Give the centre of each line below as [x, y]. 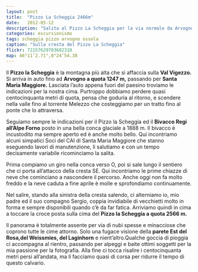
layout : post [22, 12]
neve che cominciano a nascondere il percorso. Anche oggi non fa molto [94, 177]
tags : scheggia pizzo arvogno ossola [52, 39]
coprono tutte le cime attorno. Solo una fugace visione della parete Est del [97, 231]
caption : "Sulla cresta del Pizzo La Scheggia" [66, 45]
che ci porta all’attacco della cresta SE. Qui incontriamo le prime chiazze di [97, 171]
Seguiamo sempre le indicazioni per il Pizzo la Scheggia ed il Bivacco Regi [97, 121]
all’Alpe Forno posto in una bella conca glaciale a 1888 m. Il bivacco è [91, 128]
